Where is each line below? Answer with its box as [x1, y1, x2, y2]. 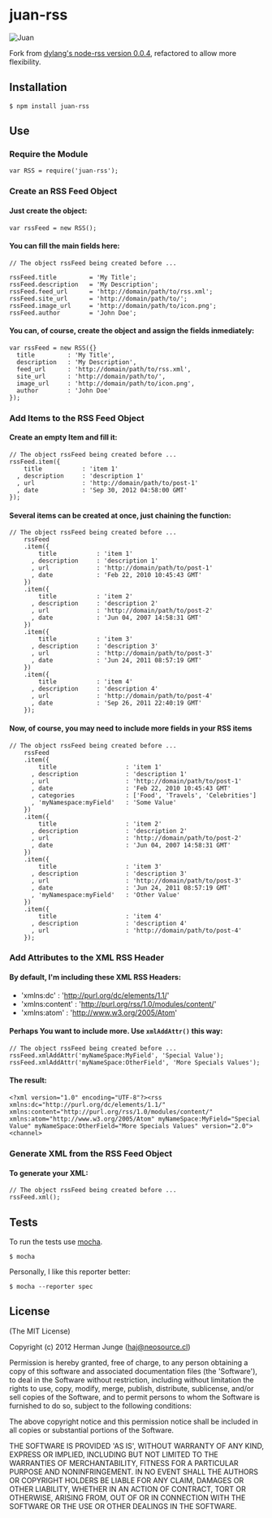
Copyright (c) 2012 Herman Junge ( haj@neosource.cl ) [9, 1342, 191, 1351]
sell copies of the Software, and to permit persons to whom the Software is [9, 1392, 261, 1402]
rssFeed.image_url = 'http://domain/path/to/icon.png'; [9, 301, 218, 310]
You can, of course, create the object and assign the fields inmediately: [9, 326, 255, 336]
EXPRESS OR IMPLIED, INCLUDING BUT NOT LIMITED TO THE [9, 1449, 218, 1459]
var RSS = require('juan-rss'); [9, 167, 119, 176]
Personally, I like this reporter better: [9, 1266, 131, 1277]
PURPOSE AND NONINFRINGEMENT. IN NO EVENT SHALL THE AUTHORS [9, 1467, 259, 1477]
